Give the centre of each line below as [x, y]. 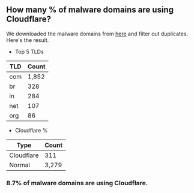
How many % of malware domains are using [90, 10]
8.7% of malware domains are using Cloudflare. [77, 183]
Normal [20, 165]
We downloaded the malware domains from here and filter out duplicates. [97, 34]
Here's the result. [28, 40]
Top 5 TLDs [29, 52]
